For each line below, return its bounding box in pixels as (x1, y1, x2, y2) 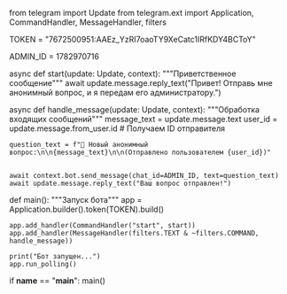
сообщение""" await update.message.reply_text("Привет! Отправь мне (9, 78, 273, 88)
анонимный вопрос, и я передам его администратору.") (9, 88, 221, 97)
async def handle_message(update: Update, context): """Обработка (9, 104, 260, 114)
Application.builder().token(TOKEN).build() (9, 204, 165, 214)
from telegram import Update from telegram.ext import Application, (9, 8, 254, 18)
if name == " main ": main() (9, 275, 106, 286)
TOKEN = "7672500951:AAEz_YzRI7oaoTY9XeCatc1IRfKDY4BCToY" (9, 35, 257, 44)
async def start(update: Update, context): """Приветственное (9, 68, 237, 79)
